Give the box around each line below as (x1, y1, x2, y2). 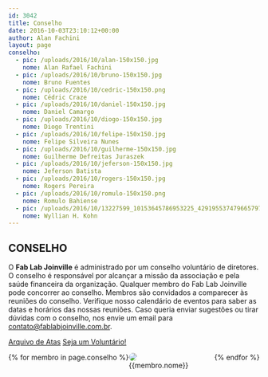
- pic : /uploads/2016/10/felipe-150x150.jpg (15, 130, 166, 138)
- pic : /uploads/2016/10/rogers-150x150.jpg (15, 175, 166, 183)
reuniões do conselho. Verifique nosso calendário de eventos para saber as (8, 296, 257, 306)
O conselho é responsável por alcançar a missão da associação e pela (8, 271, 240, 281)
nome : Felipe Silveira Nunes (22, 137, 120, 146)
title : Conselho (8, 19, 62, 27)
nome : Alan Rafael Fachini (22, 64, 112, 72)
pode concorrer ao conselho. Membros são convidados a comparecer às (8, 288, 249, 297)
